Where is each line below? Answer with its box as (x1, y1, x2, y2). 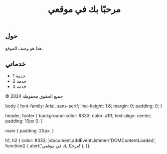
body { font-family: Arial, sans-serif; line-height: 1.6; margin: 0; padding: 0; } (5, 103, 162, 109)
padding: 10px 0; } (5, 118, 43, 124)
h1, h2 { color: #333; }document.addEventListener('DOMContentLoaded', (5, 137, 156, 143)
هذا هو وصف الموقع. (5, 45, 43, 51)
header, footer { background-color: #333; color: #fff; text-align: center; (5, 113, 152, 119)
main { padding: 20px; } (5, 128, 54, 134)
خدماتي (5, 60, 26, 68)
